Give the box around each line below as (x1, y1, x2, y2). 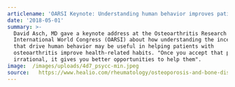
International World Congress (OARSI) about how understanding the (13, 36, 215, 43)
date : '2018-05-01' (7, 17, 64, 24)
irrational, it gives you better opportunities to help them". (13, 56, 201, 63)
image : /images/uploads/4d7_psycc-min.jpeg (7, 62, 139, 69)
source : (7, 69, 30, 76)
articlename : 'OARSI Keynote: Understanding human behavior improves (7, 10, 215, 18)
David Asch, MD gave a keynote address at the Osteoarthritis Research (13, 29, 227, 37)
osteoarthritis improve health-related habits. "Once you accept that (13, 50, 224, 57)
